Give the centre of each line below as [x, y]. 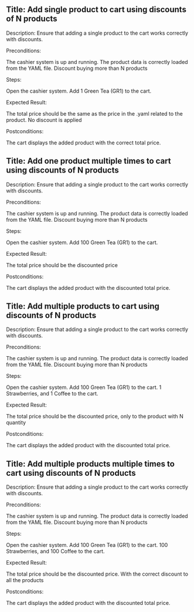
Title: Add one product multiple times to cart [89, 161]
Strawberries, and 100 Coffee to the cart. [55, 552]
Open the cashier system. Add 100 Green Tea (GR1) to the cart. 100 [87, 545]
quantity [16, 422]
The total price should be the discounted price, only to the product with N [95, 417]
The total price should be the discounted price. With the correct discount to [97, 574]
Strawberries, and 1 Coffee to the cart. [52, 394]
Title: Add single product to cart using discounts [96, 10]
